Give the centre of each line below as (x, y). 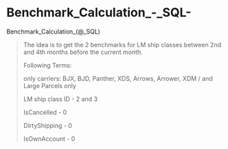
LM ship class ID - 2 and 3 (60, 99)
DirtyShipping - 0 (48, 125)
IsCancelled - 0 (45, 112)
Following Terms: (47, 65)
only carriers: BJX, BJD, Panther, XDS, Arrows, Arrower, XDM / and (118, 78)
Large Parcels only (50, 85)
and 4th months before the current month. (83, 52)
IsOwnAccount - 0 (49, 139)
